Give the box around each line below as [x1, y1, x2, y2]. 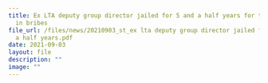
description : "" [8, 56, 62, 64]
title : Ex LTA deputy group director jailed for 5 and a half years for [8, 11, 255, 20]
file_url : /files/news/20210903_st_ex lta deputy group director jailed [8, 26, 255, 34]
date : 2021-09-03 [8, 41, 66, 49]
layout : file [8, 48, 52, 56]
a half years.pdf [15, 33, 73, 42]
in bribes [15, 19, 48, 27]
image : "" [8, 63, 41, 71]
